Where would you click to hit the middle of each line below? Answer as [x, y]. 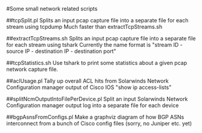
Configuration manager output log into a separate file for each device [93, 105]
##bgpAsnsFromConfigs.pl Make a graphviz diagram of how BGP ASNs [95, 117]
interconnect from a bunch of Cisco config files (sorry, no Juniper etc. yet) [99, 123]
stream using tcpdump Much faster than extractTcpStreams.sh [84, 27]
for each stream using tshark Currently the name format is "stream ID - [94, 45]
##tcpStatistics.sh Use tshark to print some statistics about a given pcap [97, 63]
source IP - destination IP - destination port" [61, 51]
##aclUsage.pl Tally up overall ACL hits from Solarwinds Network [88, 81]
